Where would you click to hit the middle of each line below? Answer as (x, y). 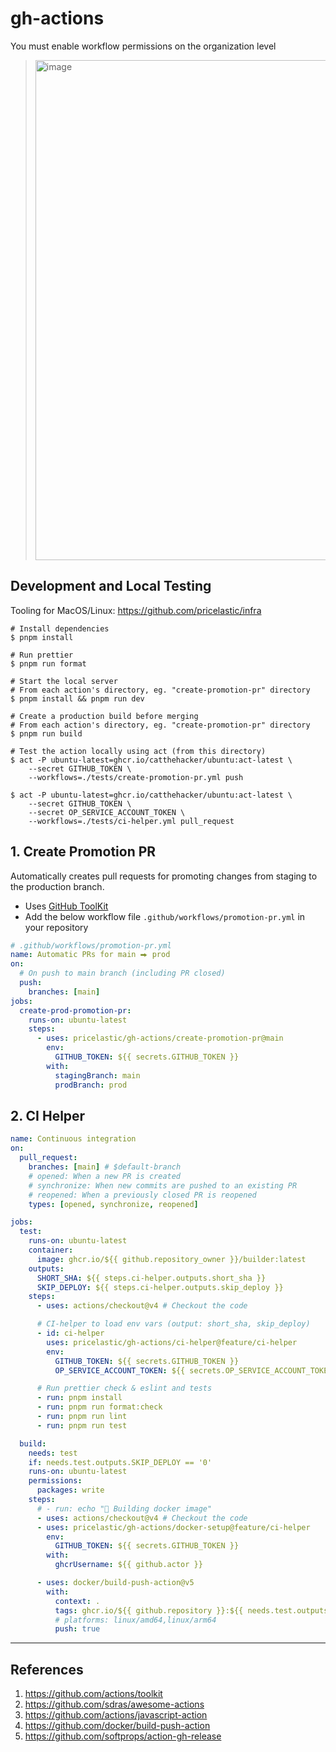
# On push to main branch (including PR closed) (122, 973)
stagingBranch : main (97, 1075)
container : (51, 1250)
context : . (77, 1601)
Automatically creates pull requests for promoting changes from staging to (164, 876)
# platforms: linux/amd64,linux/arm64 (135, 1620)
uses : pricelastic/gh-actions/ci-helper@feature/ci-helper (172, 1342)
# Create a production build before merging (104, 716)
